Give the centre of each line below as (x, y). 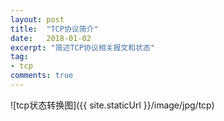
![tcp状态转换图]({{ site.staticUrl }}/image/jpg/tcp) (112, 105)
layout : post (37, 19)
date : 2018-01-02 (51, 38)
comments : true (42, 76)
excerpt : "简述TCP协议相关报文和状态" (83, 47)
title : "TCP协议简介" (54, 29)
